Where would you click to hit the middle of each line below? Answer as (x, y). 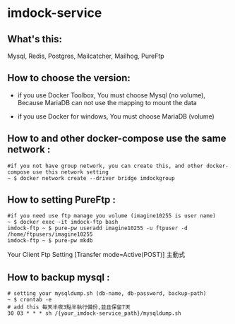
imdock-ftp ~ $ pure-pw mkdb (50, 241)
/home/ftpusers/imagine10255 (50, 234)
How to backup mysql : (59, 277)
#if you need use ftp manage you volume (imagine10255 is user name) (112, 216)
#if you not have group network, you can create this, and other (105, 166)
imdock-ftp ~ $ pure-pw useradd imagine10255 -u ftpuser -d (98, 228)
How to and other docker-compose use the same (117, 139)
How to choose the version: (69, 78)
